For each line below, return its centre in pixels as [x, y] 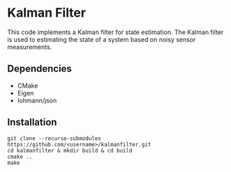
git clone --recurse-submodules [54, 138]
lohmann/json [37, 100]
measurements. [30, 47]
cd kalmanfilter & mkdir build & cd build [70, 150]
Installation [32, 122]
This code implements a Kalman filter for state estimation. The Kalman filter [115, 32]
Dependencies [39, 69]
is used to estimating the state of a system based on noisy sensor [102, 39]
